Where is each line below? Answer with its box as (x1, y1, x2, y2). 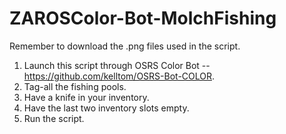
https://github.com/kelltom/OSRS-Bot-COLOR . (23, 70, 216, 82)
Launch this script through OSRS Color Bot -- (23, 59, 211, 71)
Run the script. (23, 112, 85, 124)
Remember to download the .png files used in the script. (9, 40, 241, 52)
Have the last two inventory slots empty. (23, 102, 190, 114)
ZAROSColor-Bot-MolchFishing (9, 7, 277, 30)
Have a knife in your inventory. (23, 91, 150, 103)
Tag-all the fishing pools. (23, 80, 127, 92)
